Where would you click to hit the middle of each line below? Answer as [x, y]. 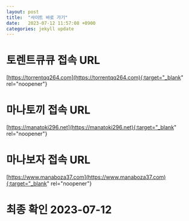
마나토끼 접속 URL [48, 110]
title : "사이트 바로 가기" [37, 18]
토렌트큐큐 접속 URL [53, 60]
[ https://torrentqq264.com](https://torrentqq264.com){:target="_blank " [95, 78]
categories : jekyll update [40, 29]
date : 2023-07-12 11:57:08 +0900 [51, 23]
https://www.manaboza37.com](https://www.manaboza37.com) [87, 177]
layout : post [23, 12]
